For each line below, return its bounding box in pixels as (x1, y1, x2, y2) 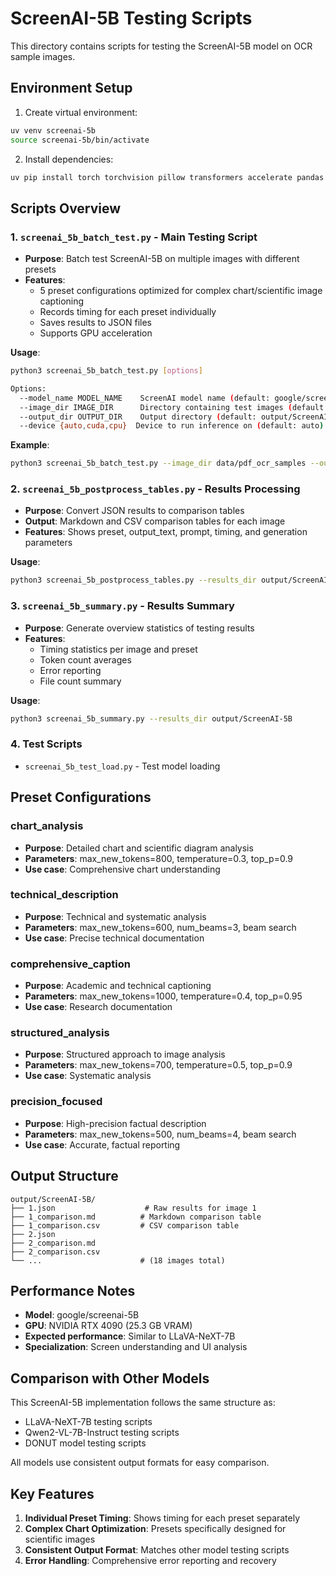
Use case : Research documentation (24, 1001, 173, 1013)
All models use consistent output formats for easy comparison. (10, 1457, 270, 1469)
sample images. (10, 50, 76, 62)
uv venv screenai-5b (10, 125, 97, 136)
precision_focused (10, 1095, 103, 1109)
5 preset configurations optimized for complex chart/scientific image (39, 285, 323, 297)
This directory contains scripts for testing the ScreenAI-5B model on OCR (10, 40, 313, 52)
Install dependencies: (24, 153, 114, 165)
